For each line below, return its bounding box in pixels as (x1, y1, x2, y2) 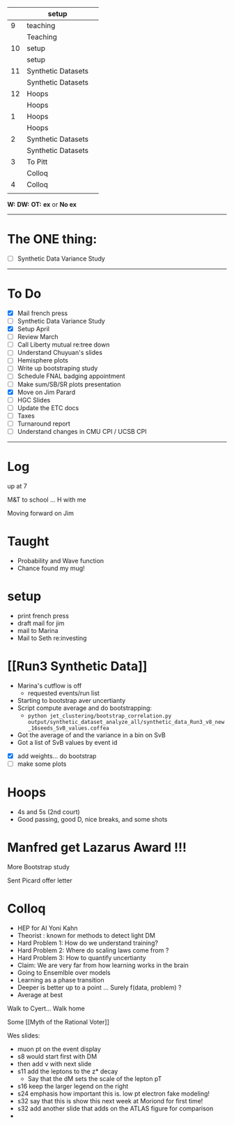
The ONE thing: (7, 231, 97, 247)
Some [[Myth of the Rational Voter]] (7, 1017, 110, 1026)
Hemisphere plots (17, 356, 68, 365)
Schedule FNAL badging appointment (17, 372, 125, 380)
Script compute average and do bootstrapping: (17, 704, 152, 712)
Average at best (17, 990, 63, 999)
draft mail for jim (17, 618, 65, 627)
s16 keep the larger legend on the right (17, 1082, 129, 1090)
